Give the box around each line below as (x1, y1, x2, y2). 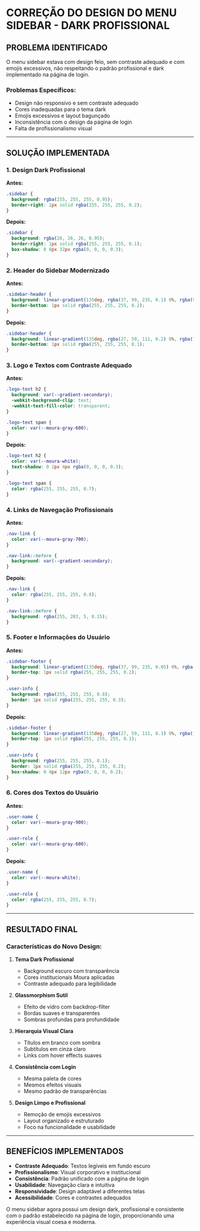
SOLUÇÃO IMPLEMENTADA (6, 148, 110, 158)
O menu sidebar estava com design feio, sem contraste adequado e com (6, 59, 185, 65)
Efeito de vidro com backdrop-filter (23, 1003, 110, 1010)
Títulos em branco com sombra (23, 1039, 101, 1046)
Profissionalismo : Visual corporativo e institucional (14, 1168, 141, 1175)
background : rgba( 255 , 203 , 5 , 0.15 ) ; (11, 613, 108, 620)
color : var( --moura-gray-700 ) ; (11, 536, 89, 542)
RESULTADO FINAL (6, 924, 78, 935)
